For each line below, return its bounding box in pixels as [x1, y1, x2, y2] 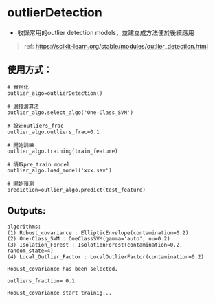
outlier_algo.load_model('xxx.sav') [7, 167, 112, 174]
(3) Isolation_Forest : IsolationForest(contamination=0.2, [7, 241, 183, 248]
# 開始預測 [7, 180, 34, 187]
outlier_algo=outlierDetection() [7, 89, 103, 97]
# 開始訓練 [7, 142, 34, 148]
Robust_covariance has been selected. [7, 265, 118, 272]
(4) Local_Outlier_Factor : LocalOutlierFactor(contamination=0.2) [7, 253, 205, 260]
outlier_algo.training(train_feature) [7, 148, 118, 155]
